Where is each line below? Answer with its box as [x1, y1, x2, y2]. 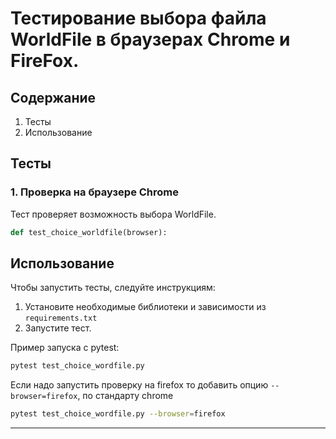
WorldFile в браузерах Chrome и [10, 28, 291, 51]
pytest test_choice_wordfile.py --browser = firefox [10, 409, 226, 419]
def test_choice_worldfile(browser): [10, 227, 168, 237]
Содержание [10, 89, 97, 106]
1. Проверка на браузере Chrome [10, 185, 180, 199]
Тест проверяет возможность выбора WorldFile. [10, 208, 217, 220]
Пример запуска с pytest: [10, 342, 120, 354]
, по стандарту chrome [77, 390, 174, 402]
